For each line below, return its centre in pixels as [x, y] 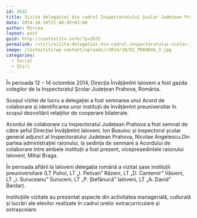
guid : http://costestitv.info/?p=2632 [53, 39]
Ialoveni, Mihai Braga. [32, 156]
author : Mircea [25, 28]
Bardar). [16, 186]
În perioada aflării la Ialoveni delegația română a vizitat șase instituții [88, 167]
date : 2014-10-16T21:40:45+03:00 [47, 22]
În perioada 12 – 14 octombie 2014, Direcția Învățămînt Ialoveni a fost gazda [97, 83]
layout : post [22, 33]
